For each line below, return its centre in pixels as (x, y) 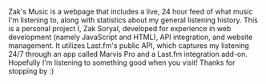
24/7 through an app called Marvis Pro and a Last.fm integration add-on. (128, 54)
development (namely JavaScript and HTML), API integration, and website (131, 37)
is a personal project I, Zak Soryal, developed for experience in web (120, 28)
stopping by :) (31, 71)
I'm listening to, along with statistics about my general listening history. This (133, 20)
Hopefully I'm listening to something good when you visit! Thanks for (122, 62)
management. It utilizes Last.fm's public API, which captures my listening (129, 46)
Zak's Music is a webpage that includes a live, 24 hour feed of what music (131, 12)
